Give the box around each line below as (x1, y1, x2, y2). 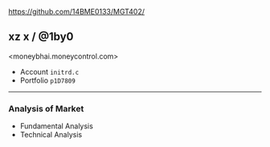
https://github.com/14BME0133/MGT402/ (8, 7, 145, 16)
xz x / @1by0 (8, 30, 74, 43)
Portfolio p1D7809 (19, 76, 76, 85)
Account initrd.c (19, 67, 80, 76)
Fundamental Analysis (19, 121, 94, 131)
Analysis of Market (8, 103, 84, 114)
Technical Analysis (19, 130, 83, 140)
